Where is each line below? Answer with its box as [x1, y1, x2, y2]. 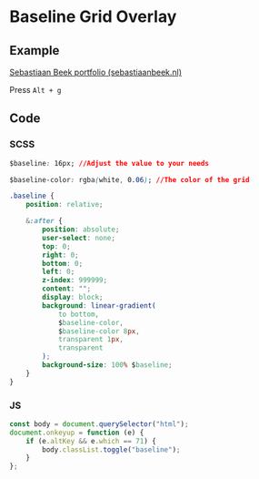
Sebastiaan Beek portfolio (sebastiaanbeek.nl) [9, 66, 183, 77]
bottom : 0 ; [42, 259, 84, 268]
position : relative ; [25, 200, 104, 209]
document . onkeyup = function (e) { [9, 428, 144, 437]
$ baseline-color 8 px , [57, 326, 141, 336]
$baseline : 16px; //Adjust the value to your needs [9, 158, 209, 168]
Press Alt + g [9, 85, 62, 95]
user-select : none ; [42, 233, 116, 242]
